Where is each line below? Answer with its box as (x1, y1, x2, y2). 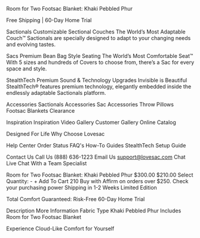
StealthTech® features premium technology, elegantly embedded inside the (6, 83, 192, 90)
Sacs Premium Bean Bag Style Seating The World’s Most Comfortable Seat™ (6, 52, 193, 59)
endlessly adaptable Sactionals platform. (6, 89, 106, 96)
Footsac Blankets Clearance (6, 107, 75, 114)
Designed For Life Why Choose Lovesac (6, 131, 105, 137)
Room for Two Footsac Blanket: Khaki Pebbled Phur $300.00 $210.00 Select (6, 171, 193, 178)
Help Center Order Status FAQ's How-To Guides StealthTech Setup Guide (6, 142, 186, 149)
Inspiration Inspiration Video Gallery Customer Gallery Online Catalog (6, 119, 176, 126)
